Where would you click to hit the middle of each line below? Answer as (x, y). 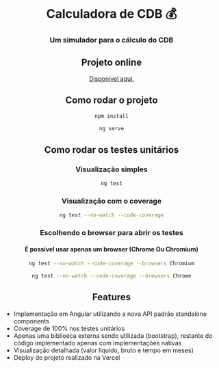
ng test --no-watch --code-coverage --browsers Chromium (112, 264)
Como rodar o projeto (112, 100)
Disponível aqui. (112, 78)
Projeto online (112, 62)
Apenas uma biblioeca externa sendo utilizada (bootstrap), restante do (113, 335)
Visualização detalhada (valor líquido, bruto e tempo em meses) (103, 350)
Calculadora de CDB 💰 (112, 14)
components (31, 321)
